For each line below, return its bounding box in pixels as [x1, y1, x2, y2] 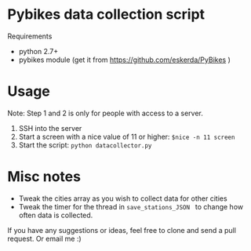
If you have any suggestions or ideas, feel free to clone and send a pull [7, 225, 237, 235]
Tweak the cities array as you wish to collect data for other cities [18, 194, 228, 203]
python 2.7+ [18, 46, 59, 56]
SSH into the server [18, 123, 82, 133]
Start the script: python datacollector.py [18, 140, 152, 150]
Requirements [7, 31, 53, 41]
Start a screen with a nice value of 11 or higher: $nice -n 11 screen [18, 132, 235, 141]
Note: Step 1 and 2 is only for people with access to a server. [7, 108, 203, 118]
